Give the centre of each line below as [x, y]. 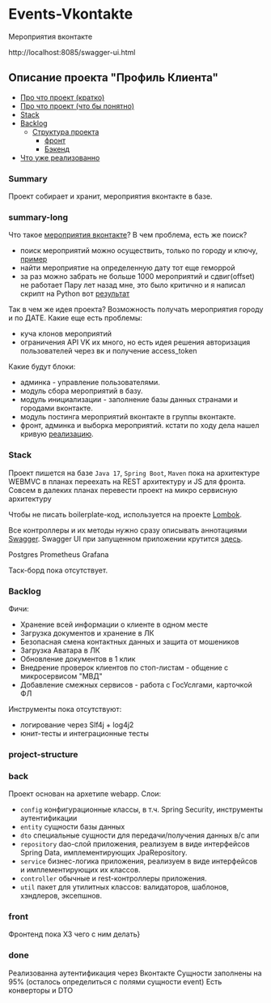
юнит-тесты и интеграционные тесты [85, 733]
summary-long [38, 217]
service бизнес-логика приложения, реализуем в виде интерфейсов [138, 861]
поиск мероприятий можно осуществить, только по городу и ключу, [139, 251]
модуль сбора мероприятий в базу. [81, 391]
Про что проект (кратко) [62, 97]
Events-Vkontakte [71, 14]
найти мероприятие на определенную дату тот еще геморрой [127, 268]
